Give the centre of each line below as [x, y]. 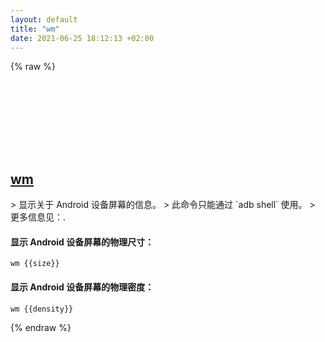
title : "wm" [35, 29]
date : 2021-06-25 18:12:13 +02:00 [82, 38]
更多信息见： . [38, 217]
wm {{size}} [35, 264]
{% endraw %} [41, 327]
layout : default [44, 19]
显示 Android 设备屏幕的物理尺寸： [82, 242]
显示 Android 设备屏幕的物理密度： [82, 287]
